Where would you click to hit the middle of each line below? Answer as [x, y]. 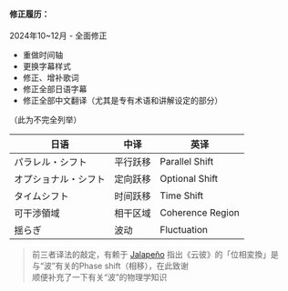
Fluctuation [184, 230]
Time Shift [182, 196]
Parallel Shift [187, 162]
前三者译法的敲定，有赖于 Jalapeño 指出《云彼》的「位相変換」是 [155, 255]
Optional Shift [189, 179]
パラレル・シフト [51, 162]
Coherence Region [200, 213]
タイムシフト [41, 196]
